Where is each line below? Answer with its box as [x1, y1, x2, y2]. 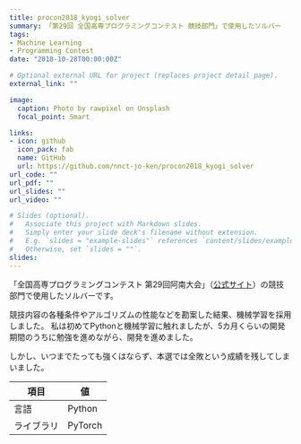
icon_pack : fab [17, 145, 74, 154]
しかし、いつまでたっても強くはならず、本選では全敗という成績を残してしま [9, 351, 290, 361]
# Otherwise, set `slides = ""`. [9, 244, 142, 254]
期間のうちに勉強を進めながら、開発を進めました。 [9, 331, 198, 342]
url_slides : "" [9, 187, 66, 196]
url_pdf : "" [9, 178, 54, 187]
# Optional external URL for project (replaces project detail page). [9, 71, 279, 81]
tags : [9, 30, 30, 39]
